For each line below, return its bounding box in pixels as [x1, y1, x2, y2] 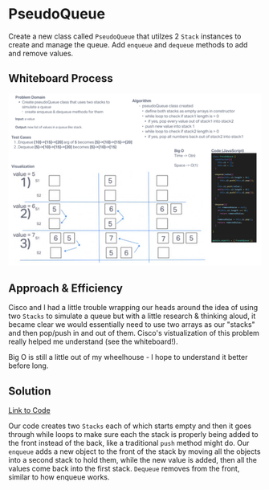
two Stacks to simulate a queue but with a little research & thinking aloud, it [8, 311, 256, 321]
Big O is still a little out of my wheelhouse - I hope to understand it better [8, 353, 248, 362]
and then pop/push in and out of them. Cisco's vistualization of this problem [8, 329, 259, 338]
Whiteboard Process [8, 71, 114, 85]
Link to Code [8, 405, 51, 414]
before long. [8, 361, 49, 370]
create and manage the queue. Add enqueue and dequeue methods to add [8, 39, 248, 49]
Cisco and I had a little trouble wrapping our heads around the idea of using [8, 303, 259, 312]
